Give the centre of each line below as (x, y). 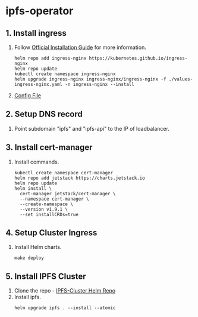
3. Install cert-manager (49, 147)
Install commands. (37, 162)
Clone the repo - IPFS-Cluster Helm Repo (65, 291)
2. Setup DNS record (44, 114)
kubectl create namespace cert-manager (64, 173)
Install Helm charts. (38, 247)
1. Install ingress (36, 33)
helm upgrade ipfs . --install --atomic (65, 308)
